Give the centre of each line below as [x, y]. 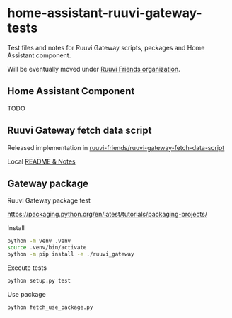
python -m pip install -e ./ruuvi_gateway [71, 254]
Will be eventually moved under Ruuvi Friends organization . [94, 69]
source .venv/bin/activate [47, 248]
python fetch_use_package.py [50, 307]
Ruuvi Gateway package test [49, 200]
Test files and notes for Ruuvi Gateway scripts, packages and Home [106, 47]
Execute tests [27, 268]
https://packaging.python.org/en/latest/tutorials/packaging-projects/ [107, 215]
